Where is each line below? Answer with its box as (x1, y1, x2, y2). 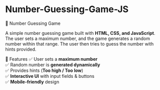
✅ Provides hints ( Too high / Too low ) (5, 67, 83, 73)
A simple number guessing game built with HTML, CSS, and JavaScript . (5, 30, 155, 36)
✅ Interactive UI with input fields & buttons (5, 73, 95, 79)
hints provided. (5, 46, 37, 52)
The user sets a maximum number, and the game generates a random (5, 35, 150, 41)
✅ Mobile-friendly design (5, 78, 60, 84)
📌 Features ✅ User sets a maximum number (5, 56, 97, 62)
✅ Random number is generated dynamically (5, 62, 100, 68)
